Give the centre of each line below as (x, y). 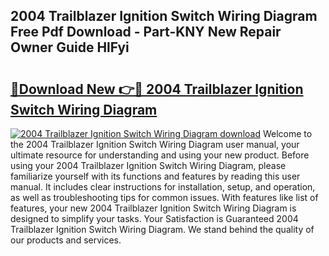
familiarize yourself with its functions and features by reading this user (155, 176)
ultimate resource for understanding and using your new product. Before (160, 155)
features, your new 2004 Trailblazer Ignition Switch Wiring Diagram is (153, 208)
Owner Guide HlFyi (70, 47)
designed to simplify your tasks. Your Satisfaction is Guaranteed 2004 (154, 218)
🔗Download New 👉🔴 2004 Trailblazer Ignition (157, 89)
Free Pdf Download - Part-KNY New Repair (146, 32)
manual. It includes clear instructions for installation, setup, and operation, (163, 187)
